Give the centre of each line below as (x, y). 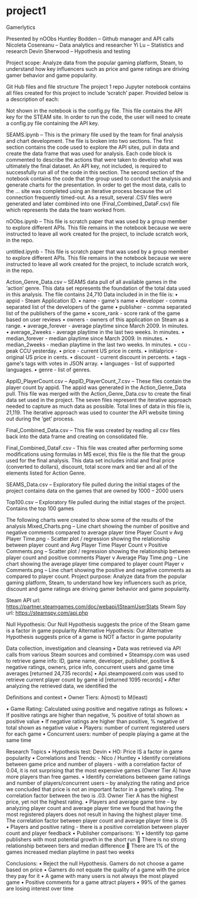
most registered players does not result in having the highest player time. (95, 814)
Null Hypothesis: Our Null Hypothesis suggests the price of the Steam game (98, 624)
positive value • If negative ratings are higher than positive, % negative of (95, 721)
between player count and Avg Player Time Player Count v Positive (87, 545)
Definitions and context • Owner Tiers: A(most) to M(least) (77, 697)
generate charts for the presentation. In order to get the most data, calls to (96, 185)
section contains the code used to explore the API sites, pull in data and (93, 147)
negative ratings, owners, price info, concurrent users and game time (90, 667)
